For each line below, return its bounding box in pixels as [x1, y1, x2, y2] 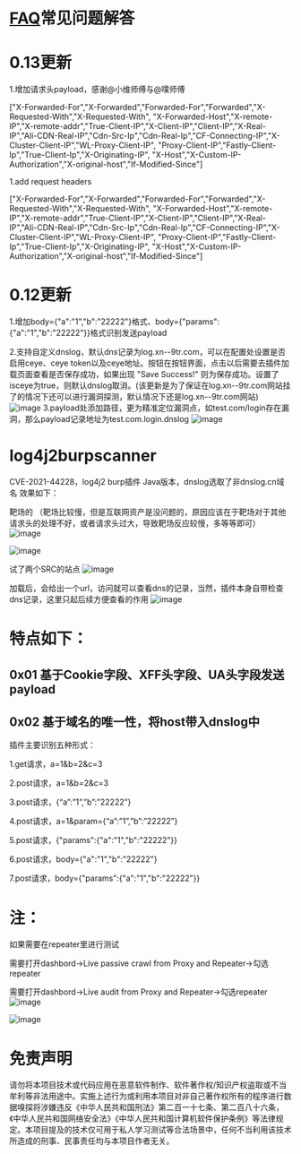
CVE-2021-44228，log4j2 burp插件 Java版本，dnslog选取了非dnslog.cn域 [9, 477, 285, 487]
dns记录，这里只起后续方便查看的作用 [9, 594, 150, 605]
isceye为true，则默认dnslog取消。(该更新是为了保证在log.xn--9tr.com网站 [9, 380, 284, 391]
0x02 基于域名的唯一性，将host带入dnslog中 [9, 714, 261, 729]
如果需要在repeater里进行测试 [9, 939, 119, 950]
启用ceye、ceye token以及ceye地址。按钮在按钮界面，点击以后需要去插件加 [9, 357, 289, 368]
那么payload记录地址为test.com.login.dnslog [24, 414, 190, 425]
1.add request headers [9, 177, 92, 187]
